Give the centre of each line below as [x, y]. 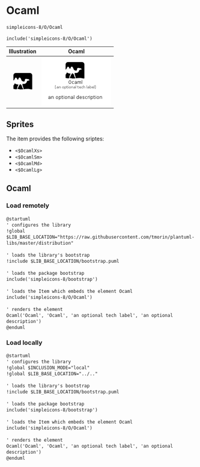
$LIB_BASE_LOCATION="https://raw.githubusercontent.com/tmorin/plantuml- [101, 237]
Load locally [24, 342]
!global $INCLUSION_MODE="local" [48, 368]
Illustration [23, 51]
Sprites [20, 124]
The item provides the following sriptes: [55, 139]
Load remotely [28, 205]
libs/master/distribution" [40, 243]
